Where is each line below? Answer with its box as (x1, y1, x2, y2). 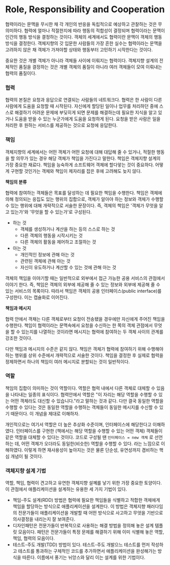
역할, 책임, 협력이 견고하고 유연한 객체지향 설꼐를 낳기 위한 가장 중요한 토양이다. (5, 480, 162, 486)
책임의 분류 (5, 178, 27, 185)
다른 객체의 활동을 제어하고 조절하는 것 (20, 239, 96, 245)
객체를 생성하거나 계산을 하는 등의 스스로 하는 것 (20, 226, 115, 232)
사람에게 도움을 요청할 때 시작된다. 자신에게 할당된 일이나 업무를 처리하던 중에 (5, 103, 158, 109)
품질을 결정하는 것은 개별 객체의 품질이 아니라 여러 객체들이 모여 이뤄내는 (18, 64, 162, 70)
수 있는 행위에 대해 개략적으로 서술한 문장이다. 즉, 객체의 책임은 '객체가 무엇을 (5, 202, 158, 209)
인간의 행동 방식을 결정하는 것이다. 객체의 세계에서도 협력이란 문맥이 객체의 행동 (5, 34, 162, 40)
